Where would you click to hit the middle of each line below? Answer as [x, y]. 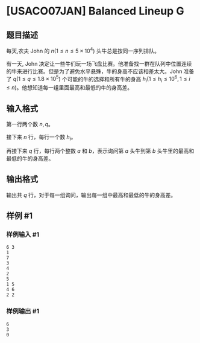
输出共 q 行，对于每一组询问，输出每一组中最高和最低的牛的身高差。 [91, 195]
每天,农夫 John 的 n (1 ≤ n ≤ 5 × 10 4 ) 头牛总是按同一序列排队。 [83, 50]
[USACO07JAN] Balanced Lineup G [95, 11]
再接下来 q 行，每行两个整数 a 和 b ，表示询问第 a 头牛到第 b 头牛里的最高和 [100, 151]
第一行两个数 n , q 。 [30, 124]
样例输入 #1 [23, 234]
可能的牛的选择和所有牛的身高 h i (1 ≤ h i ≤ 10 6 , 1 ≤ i [129, 79]
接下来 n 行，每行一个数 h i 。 [41, 137]
